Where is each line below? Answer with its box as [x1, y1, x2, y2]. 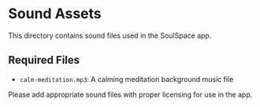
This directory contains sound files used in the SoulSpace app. [8, 31, 212, 40]
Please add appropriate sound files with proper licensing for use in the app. [8, 90, 253, 99]
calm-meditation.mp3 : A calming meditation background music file [19, 74, 234, 83]
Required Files [8, 53, 80, 67]
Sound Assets [8, 5, 102, 23]
